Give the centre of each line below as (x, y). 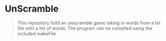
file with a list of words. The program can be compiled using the (85, 28)
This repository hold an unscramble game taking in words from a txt (89, 23)
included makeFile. (37, 33)
